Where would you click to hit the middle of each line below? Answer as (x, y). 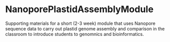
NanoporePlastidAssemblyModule (79, 9)
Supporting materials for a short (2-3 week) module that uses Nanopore (80, 23)
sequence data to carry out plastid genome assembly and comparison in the (85, 28)
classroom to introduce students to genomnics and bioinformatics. (75, 34)
